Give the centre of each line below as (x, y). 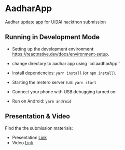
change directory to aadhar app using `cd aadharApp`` (66, 63)
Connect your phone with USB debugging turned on (64, 92)
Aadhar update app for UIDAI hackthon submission (56, 22)
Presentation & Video (37, 116)
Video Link (23, 142)
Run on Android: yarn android (42, 101)
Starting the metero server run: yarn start (54, 82)
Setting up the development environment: (53, 49)
